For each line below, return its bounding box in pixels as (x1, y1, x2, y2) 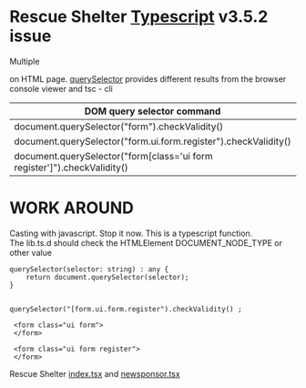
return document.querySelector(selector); (25, 272, 189, 281)
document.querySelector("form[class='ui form (14, 149, 214, 162)
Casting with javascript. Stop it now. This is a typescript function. (9, 228, 253, 239)
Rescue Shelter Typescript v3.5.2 (9, 6, 269, 27)
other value (9, 247, 53, 258)
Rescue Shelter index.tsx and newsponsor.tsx (9, 368, 180, 379)
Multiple (9, 56, 40, 66)
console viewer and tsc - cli (9, 83, 114, 94)
